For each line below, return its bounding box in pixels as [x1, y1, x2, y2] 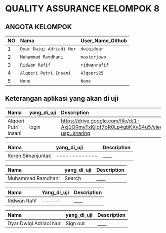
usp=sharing [61, 129, 90, 136]
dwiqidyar [81, 46, 104, 52]
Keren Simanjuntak [7, 152, 51, 159]
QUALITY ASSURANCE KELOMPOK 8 [5, 3, 160, 14]
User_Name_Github [81, 38, 127, 44]
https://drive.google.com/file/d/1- [61, 117, 140, 124]
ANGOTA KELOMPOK [5, 23, 72, 31]
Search [64, 175, 82, 182]
